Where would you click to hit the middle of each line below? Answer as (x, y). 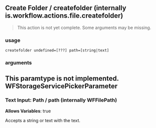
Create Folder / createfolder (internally (66, 8)
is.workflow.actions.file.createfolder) (64, 16)
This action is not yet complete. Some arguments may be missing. (84, 27)
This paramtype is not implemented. (62, 79)
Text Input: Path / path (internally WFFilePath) (61, 100)
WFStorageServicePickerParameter (61, 86)
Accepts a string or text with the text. (43, 120)
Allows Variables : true (28, 111)
